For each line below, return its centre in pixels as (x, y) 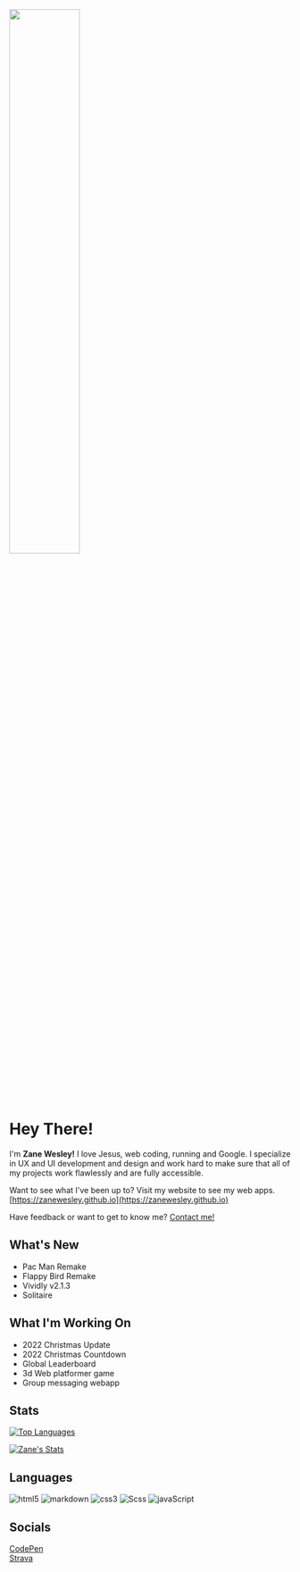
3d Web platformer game (68, 1373)
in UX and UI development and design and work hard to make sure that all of (150, 1163)
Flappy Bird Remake (59, 1275)
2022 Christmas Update (66, 1344)
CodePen (26, 1548)
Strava (21, 1558)
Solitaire (37, 1295)
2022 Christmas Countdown (74, 1354)
